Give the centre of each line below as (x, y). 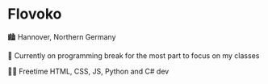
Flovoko (35, 14)
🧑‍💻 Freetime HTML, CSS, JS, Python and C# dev (88, 71)
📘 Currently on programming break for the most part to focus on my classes (134, 55)
